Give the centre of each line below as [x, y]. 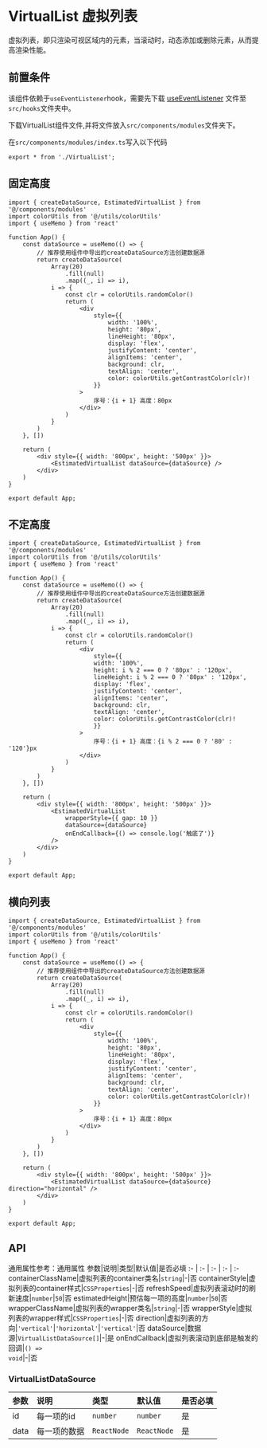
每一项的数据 [61, 1431]
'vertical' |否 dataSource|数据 [151, 1328]
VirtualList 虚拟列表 [73, 16]
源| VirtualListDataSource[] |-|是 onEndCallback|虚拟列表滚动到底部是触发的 [133, 1338]
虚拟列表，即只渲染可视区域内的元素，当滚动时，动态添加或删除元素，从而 [130, 40]
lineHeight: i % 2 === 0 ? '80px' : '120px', [170, 677]
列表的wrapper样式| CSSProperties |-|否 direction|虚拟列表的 [105, 1318]
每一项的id [56, 1417]
